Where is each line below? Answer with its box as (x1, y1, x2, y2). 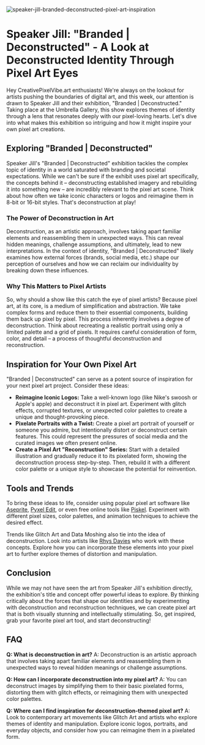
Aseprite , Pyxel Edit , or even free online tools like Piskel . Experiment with (6, 506, 190, 513)
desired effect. (6, 519, 43, 526)
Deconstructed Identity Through (6, 53, 174, 67)
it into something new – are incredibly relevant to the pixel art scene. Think (6, 185, 194, 193)
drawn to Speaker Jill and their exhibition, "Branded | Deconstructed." (6, 99, 182, 107)
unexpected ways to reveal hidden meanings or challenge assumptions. (6, 664, 187, 671)
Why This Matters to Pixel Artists (6, 282, 106, 290)
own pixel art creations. (6, 125, 65, 133)
